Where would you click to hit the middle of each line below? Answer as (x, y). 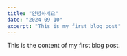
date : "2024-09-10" (35, 20)
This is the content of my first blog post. (63, 46)
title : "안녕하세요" (33, 13)
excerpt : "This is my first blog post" (64, 26)
